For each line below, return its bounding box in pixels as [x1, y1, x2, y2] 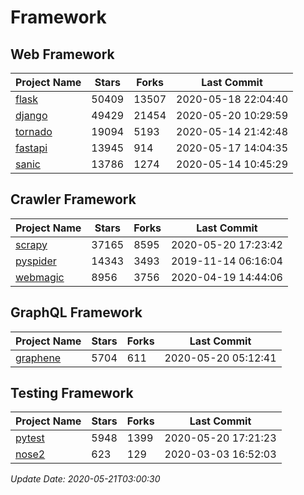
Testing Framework [10, 385, 134, 402]
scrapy [15, 237, 48, 251]
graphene [15, 351, 62, 365]
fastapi [15, 141, 48, 155]
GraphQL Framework [10, 304, 143, 321]
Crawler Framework [10, 191, 137, 208]
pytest [15, 431, 45, 445]
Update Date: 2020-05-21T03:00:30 [10, 473, 161, 485]
